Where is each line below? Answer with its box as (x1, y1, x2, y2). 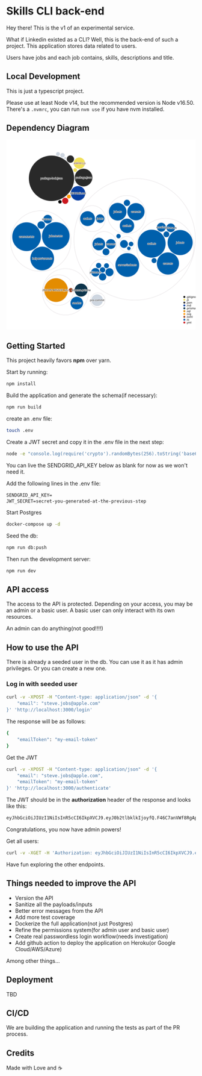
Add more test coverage (14, 913, 75, 921)
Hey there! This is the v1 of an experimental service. (6, 24, 135, 31)
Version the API (14, 894, 54, 901)
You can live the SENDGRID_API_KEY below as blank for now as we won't (6, 461, 188, 469)
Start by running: (6, 369, 48, 376)
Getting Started (6, 340, 66, 351)
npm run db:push (6, 544, 47, 551)
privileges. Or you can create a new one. (6, 665, 107, 672)
